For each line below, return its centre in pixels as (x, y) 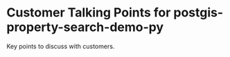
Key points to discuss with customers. (61, 46)
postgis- (198, 13)
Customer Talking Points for (89, 13)
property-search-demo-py (85, 27)
